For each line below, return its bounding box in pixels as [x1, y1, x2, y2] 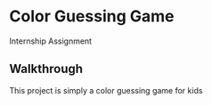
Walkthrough [9, 61, 83, 77]
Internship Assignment [9, 36, 92, 46]
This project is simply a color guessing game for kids [9, 85, 203, 95]
